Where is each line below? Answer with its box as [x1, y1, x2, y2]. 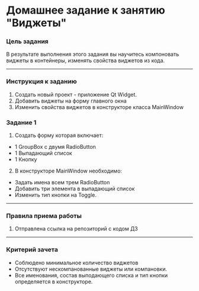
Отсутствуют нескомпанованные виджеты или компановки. [14, 265, 168, 273]
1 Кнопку [14, 156, 37, 163]
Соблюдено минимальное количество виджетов [14, 259, 139, 266]
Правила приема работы [6, 212, 82, 220]
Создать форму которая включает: [14, 132, 104, 139]
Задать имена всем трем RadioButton [14, 179, 110, 186]
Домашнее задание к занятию [6, 4, 166, 17]
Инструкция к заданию [6, 78, 77, 86]
